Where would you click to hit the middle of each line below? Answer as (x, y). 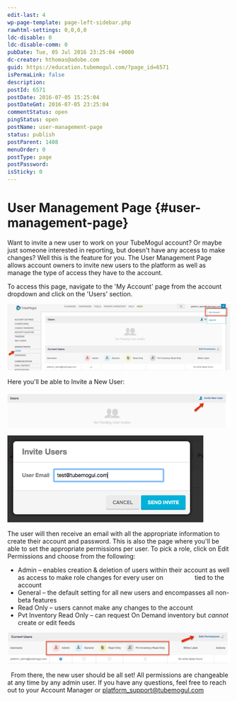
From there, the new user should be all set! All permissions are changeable (119, 675)
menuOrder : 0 (27, 150)
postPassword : (28, 164)
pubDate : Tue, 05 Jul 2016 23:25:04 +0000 (71, 52)
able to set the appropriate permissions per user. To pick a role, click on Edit (118, 549)
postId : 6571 (27, 90)
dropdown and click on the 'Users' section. (70, 293)
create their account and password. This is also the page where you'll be (113, 542)
